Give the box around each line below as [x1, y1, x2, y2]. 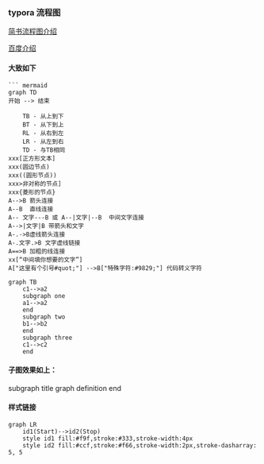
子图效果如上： [8, 365, 57, 375]
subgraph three [22, 334, 73, 342]
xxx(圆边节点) [8, 163, 50, 171]
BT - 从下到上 [22, 121, 64, 129]
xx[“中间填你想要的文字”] [8, 256, 83, 264]
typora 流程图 [8, 6, 61, 17]
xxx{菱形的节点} [8, 188, 56, 196]
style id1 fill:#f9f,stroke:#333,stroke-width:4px [22, 435, 193, 443]
